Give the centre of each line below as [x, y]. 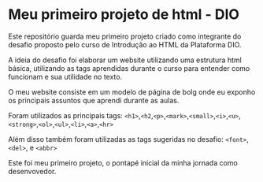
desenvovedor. [32, 171]
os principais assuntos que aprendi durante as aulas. [94, 100]
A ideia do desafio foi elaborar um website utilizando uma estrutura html [125, 60]
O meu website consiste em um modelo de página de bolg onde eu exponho [132, 91]
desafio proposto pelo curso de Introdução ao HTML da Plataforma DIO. [125, 44]
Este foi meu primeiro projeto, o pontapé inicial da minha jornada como [123, 162]
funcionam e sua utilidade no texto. [65, 76]
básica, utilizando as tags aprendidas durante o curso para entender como [129, 68]
